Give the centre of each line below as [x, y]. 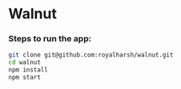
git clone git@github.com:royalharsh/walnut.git [91, 55]
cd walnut [25, 63]
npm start [25, 77]
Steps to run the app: [50, 39]
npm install [28, 70]
